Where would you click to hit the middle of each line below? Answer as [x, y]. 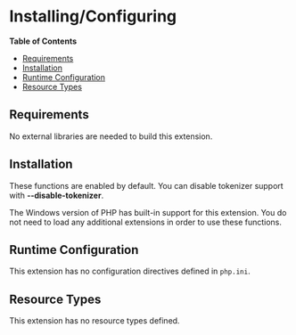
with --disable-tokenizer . [57, 195]
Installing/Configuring [93, 16]
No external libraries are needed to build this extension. [111, 136]
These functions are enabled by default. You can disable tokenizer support [146, 185]
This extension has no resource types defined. [95, 321]
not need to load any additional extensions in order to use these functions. [146, 222]
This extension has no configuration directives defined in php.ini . [130, 271]
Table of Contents [43, 41]
